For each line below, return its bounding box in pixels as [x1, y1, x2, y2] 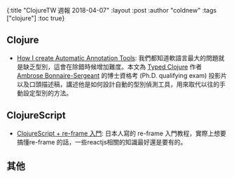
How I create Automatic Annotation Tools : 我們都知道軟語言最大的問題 [16, 53, 219, 62]
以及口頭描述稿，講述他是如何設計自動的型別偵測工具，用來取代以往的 [16, 80, 220, 88]
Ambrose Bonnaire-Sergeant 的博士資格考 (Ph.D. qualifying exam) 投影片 [16, 71, 228, 79]
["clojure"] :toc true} [6, 14, 65, 22]
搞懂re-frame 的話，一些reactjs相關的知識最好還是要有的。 [16, 137, 187, 146]
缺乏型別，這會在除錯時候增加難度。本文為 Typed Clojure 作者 [22, 62, 202, 71]
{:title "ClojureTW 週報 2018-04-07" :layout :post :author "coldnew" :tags [6, 6, 217, 14]
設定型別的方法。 [22, 88, 73, 97]
